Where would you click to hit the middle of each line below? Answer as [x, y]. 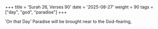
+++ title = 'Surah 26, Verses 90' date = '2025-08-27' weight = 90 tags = [79, 7]
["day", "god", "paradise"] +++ [36, 12]
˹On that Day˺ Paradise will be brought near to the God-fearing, [68, 22]
